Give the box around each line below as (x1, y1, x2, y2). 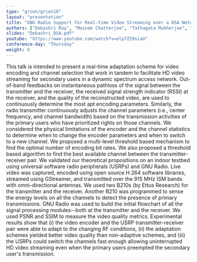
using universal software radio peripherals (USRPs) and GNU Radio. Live (6, 163, 181, 170)
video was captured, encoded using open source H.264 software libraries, (6, 169, 186, 176)
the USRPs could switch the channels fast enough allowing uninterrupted (6, 237, 183, 244)
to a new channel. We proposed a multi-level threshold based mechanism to (6, 137, 190, 145)
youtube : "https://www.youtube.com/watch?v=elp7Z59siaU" (6, 36, 148, 42)
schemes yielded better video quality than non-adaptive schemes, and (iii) (6, 231, 186, 239)
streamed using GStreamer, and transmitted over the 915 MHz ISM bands (6, 175, 183, 182)
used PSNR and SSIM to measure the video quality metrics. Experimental (6, 213, 182, 220)
